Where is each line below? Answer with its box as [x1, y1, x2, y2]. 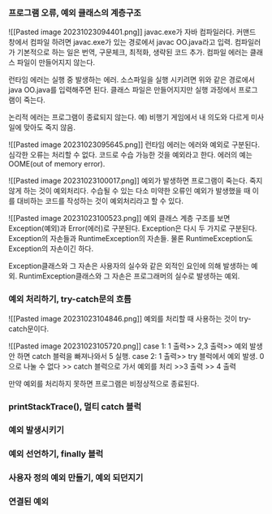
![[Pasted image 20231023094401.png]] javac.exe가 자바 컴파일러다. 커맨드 [8, 27, 257, 37]
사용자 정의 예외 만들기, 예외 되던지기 [8, 473, 144, 484]
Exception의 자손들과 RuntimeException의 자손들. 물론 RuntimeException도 [8, 234, 253, 244]
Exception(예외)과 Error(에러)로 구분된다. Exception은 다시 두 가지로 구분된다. [8, 223, 257, 233]
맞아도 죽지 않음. [23, 123, 76, 132]
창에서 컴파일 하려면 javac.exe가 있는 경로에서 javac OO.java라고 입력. [8, 37, 233, 47]
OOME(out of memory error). [8, 159, 106, 169]
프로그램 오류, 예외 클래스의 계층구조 [8, 6, 142, 18]
